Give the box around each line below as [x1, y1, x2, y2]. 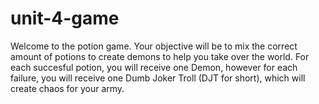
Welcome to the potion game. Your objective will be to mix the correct [10, 40, 298, 52]
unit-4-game [10, 7, 120, 30]
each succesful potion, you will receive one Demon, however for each [10, 61, 298, 73]
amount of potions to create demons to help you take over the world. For [10, 50, 310, 62]
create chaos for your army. [10, 82, 125, 94]
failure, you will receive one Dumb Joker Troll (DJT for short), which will [10, 72, 306, 84]
